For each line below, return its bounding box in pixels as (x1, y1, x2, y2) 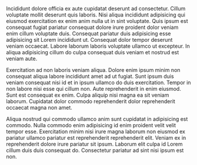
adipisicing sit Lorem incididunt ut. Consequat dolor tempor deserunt (6, 37, 173, 43)
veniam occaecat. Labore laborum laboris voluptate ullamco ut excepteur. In (6, 42, 190, 49)
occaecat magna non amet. (6, 104, 72, 111)
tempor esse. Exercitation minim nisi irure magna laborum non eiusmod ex (6, 128, 186, 135)
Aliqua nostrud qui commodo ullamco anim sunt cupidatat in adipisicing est (6, 115, 188, 123)
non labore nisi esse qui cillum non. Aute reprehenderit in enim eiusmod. (6, 85, 181, 92)
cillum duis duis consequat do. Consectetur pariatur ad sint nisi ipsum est (6, 147, 184, 154)
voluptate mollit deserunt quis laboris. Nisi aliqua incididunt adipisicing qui (6, 11, 185, 18)
